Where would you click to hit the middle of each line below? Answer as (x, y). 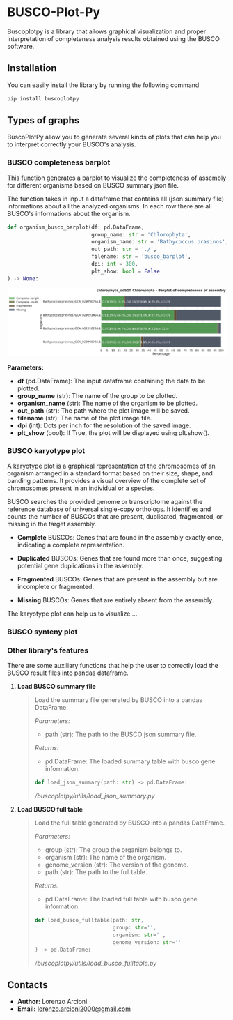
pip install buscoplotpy (43, 98)
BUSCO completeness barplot (59, 162)
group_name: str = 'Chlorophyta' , (141, 234)
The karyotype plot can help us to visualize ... (72, 614)
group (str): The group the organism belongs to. (113, 850)
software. (21, 46)
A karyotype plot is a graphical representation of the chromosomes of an (111, 466)
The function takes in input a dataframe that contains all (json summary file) (116, 199)
